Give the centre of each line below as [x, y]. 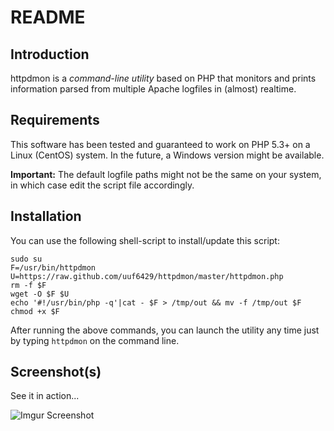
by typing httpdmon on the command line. [95, 340]
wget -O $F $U [40, 294]
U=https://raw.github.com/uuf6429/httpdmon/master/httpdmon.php [147, 276]
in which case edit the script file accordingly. [102, 185]
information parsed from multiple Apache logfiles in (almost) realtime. [153, 89]
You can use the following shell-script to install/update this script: [145, 240]
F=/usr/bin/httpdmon [53, 267]
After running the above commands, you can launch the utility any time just [165, 330]
